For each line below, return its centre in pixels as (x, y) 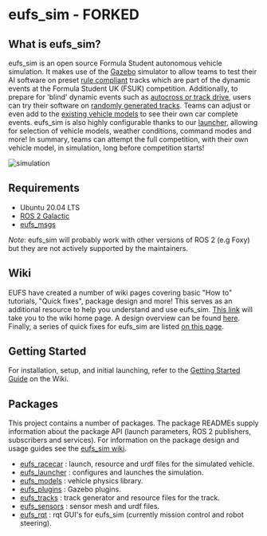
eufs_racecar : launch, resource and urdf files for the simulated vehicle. (137, 464)
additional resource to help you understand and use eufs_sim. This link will (131, 309)
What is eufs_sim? (55, 44)
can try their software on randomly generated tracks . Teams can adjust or (130, 106)
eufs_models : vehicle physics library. (81, 481)
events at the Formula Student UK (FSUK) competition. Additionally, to (123, 88)
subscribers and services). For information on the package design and (124, 440)
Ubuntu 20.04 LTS (50, 207)
